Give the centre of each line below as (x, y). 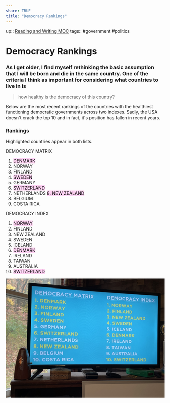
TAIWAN (22, 261)
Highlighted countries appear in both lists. (49, 142)
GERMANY (24, 183)
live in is (16, 86)
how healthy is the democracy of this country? (66, 97)
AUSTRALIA (25, 266)
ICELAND (23, 245)
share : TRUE (18, 11)
